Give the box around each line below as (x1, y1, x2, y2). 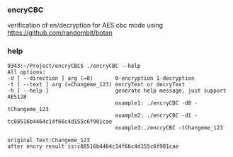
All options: (7, 69, 46, 76)
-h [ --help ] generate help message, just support (7, 87, 227, 94)
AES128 (7, 93, 27, 100)
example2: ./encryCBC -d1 (115, 112, 192, 119)
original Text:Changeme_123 (7, 136, 91, 144)
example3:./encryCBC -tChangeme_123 (115, 124, 223, 132)
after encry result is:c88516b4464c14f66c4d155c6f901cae (7, 143, 179, 150)
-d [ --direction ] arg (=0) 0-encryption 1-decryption (7, 74, 195, 82)
